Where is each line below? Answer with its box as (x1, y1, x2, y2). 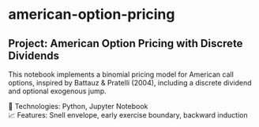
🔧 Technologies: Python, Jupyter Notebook (8, 102, 148, 111)
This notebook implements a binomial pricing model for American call (8, 70, 235, 79)
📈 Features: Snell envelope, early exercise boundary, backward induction (8, 111, 248, 119)
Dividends (8, 49, 59, 62)
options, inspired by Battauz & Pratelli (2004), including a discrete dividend (8, 78, 252, 87)
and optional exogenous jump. (8, 86, 107, 96)
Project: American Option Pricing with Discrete (8, 37, 243, 50)
